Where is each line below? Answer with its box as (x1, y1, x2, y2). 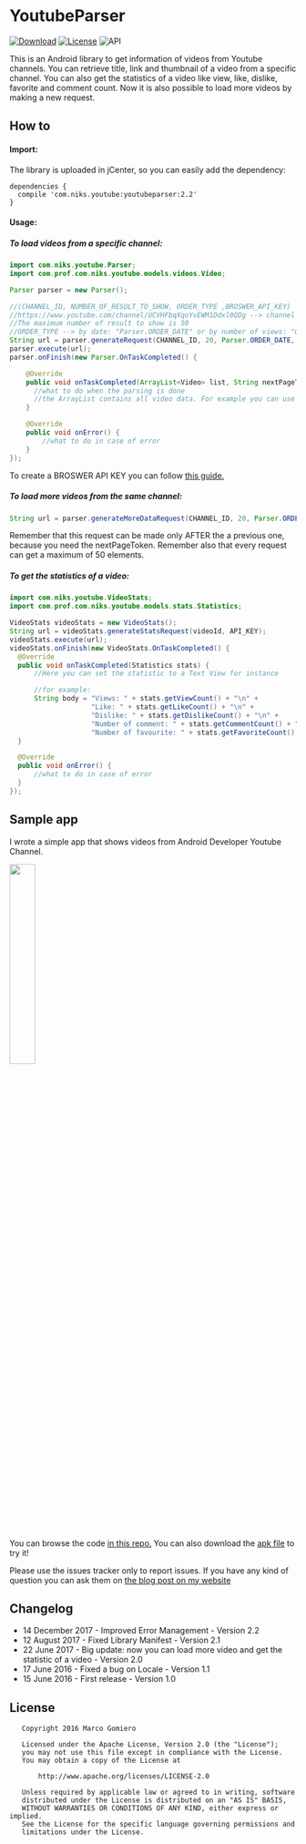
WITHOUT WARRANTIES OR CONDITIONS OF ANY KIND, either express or (21, 1804, 280, 1813)
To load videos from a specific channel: (9, 238, 163, 249)
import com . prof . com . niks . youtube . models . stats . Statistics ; (9, 602, 243, 611)
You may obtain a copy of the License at (21, 1756, 181, 1766)
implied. (9, 1812, 43, 1821)
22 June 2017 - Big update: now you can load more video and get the (22, 1644, 283, 1655)
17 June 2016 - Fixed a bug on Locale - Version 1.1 (22, 1664, 210, 1675)
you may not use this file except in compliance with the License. (21, 1748, 283, 1757)
